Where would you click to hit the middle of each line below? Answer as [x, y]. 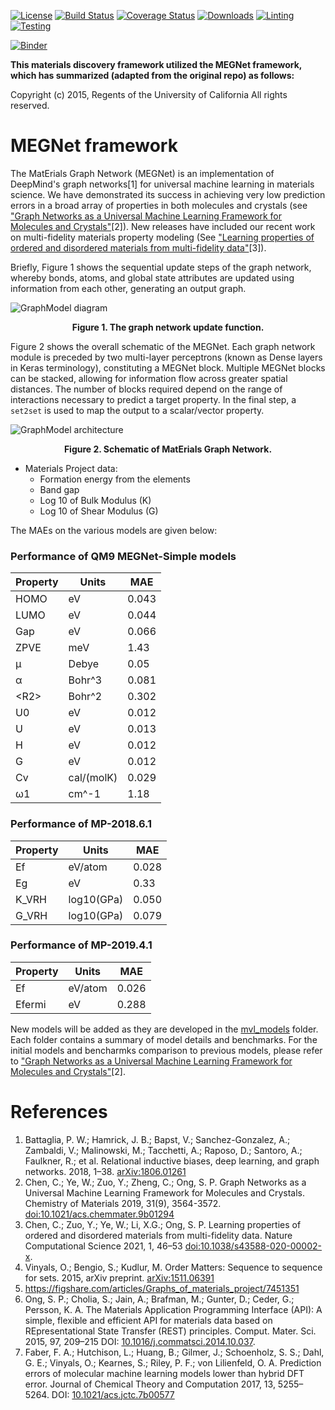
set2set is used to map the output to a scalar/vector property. [137, 410]
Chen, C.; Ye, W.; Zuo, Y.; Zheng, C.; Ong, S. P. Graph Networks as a [165, 1182]
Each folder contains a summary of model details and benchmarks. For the [164, 1039]
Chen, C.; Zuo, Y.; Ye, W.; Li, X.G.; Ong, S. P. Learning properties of [163, 1224]
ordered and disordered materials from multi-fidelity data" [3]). [138, 247]
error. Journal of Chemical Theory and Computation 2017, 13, [150, 1384]
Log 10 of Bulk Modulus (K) [95, 500]
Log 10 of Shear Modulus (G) [99, 511]
